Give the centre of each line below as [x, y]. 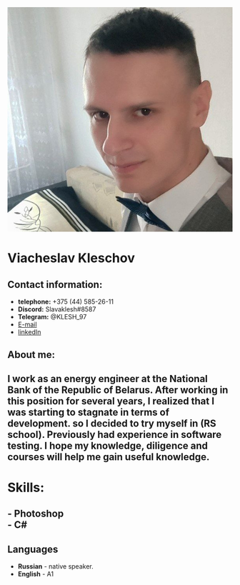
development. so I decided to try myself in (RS [112, 423]
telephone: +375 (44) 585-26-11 [66, 302]
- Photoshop [36, 514]
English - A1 [36, 574]
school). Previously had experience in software [115, 435]
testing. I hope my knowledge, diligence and [108, 445]
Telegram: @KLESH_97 [52, 317]
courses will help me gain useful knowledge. [109, 457]
